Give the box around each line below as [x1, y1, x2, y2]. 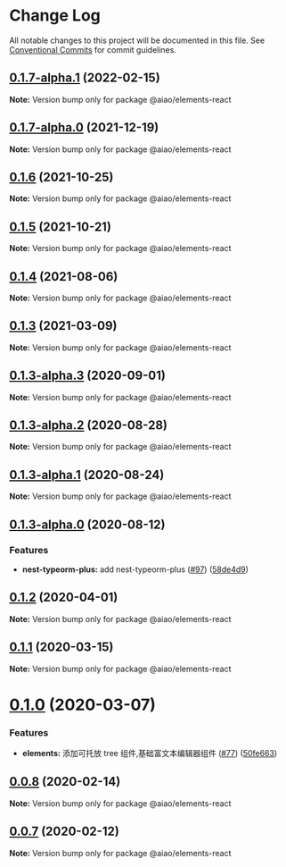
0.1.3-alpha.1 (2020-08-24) [9, 467, 165, 483]
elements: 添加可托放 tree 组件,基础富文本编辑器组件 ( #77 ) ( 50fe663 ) [21, 748, 278, 759]
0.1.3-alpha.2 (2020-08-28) [9, 417, 168, 433]
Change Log [9, 5, 101, 26]
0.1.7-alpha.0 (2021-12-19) [9, 120, 159, 135]
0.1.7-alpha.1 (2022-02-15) [9, 71, 160, 86]
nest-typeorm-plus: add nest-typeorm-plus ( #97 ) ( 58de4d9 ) [21, 564, 249, 575]
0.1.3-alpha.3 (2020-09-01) [9, 368, 167, 383]
